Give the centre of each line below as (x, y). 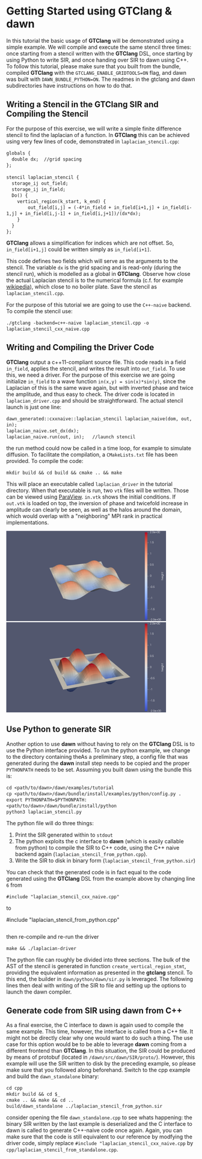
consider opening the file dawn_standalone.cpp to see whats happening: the (99, 1117)
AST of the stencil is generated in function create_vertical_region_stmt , (96, 966)
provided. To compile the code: (45, 461)
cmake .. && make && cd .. (40, 1100)
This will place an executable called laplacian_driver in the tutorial (90, 484)
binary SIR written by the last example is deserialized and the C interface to (99, 1124)
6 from (14, 885)
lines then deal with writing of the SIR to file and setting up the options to (96, 985)
